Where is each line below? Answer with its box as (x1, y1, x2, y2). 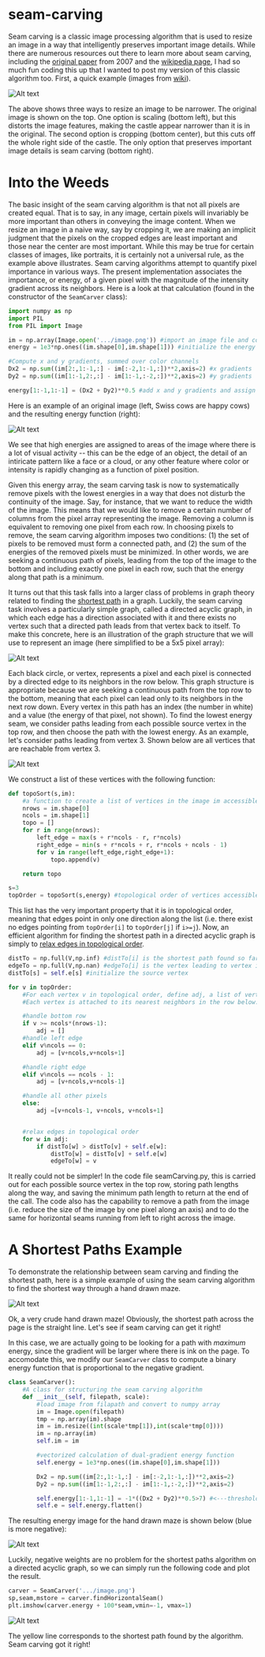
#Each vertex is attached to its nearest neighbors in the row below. (22, 998, 259, 1006)
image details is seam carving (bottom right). (8, 146, 154, 155)
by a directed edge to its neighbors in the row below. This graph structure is (8, 677, 255, 686)
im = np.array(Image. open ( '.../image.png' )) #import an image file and (8, 336, 248, 344)
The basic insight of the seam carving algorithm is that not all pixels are (8, 200, 241, 209)
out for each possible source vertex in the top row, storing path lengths (8, 1180, 239, 1189)
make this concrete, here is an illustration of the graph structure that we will (8, 629, 254, 639)
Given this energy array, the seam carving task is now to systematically (8, 480, 240, 490)
